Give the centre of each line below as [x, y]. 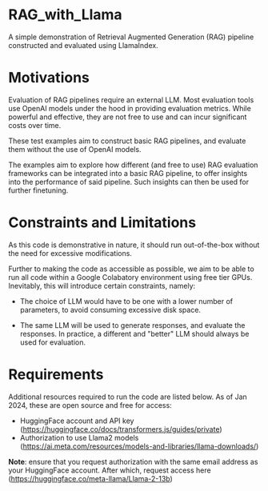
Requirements [56, 374]
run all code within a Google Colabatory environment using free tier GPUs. [130, 277]
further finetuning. [38, 190]
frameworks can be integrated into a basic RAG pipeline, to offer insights [128, 173]
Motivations [49, 78]
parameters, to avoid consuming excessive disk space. [110, 309]
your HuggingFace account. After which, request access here [110, 470]
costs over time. [35, 125]
